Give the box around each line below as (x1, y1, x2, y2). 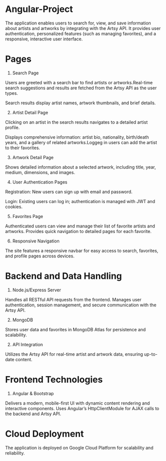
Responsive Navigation (12, 238, 60, 244)
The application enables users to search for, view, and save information (5, 20, 152, 26)
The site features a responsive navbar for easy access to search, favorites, (5, 247, 159, 253)
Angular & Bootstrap (12, 390, 54, 396)
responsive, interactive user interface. (5, 36, 83, 42)
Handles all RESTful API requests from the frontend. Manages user (5, 296, 142, 302)
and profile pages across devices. (5, 253, 75, 259)
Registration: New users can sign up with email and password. (5, 189, 133, 195)
